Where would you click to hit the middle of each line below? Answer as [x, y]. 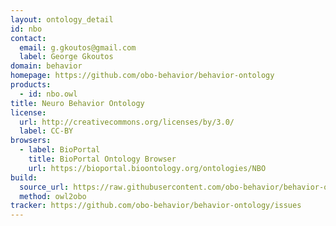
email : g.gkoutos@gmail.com [78, 47]
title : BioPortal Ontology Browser [102, 159]
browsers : [31, 141]
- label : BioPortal [60, 150]
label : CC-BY [46, 131]
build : [24, 177]
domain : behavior [46, 66]
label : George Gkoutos [66, 57]
